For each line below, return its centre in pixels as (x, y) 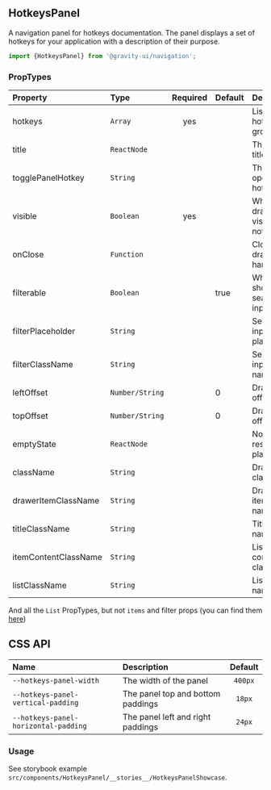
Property (30, 98)
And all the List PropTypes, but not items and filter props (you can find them (135, 610)
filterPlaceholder (44, 331)
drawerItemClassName (56, 500)
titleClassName (41, 529)
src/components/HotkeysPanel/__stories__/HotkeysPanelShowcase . (118, 777)
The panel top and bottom (171, 693)
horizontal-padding (50, 726)
